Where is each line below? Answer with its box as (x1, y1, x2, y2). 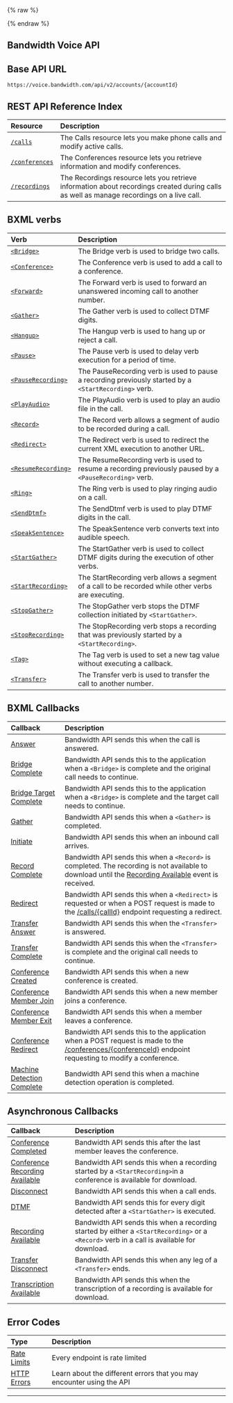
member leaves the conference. (74, 1146, 179, 1156)
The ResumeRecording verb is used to (78, 455, 202, 465)
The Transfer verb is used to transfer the (78, 669, 210, 679)
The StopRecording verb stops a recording (78, 621, 217, 631)
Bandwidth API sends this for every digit (74, 1198, 206, 1207)
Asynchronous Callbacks (7, 1106, 119, 1118)
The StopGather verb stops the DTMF (78, 601, 200, 611)
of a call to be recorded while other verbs (78, 581, 213, 591)
